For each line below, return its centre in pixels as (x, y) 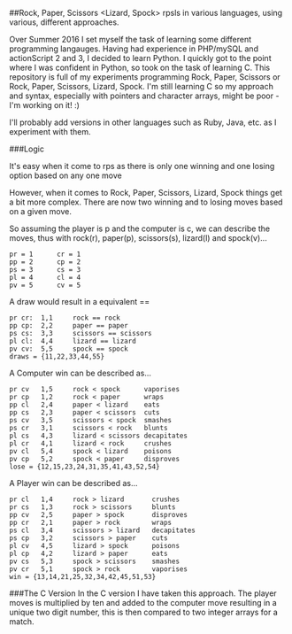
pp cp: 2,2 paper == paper (69, 326)
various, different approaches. (64, 22)
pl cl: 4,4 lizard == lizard (73, 341)
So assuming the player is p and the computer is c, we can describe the (140, 228)
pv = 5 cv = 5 (45, 285)
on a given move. (41, 211)
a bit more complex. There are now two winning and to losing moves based (146, 202)
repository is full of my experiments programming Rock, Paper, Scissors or (145, 77)
